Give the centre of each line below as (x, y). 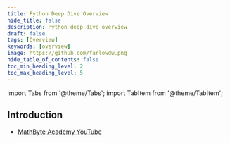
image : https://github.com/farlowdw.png (68, 54)
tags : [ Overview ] (33, 40)
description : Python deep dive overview (68, 27)
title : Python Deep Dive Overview (58, 14)
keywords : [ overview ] (39, 46)
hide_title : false (34, 20)
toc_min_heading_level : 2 (45, 66)
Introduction (35, 114)
